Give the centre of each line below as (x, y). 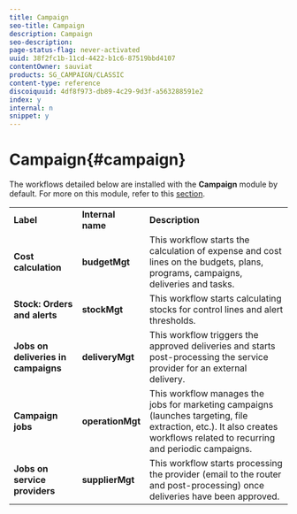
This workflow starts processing (216, 464)
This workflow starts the (199, 240)
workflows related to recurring (212, 438)
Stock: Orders (43, 304)
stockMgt (103, 310)
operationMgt (111, 421)
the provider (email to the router (215, 474)
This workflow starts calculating (215, 299)
